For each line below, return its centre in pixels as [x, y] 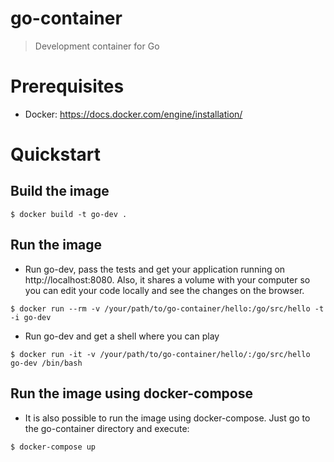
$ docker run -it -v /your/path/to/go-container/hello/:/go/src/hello [160, 354]
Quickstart [56, 154]
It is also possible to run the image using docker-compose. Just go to [167, 418]
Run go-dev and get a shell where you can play [122, 336]
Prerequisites [67, 86]
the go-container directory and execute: [107, 428]
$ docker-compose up [53, 447]
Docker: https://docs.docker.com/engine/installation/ [133, 114]
